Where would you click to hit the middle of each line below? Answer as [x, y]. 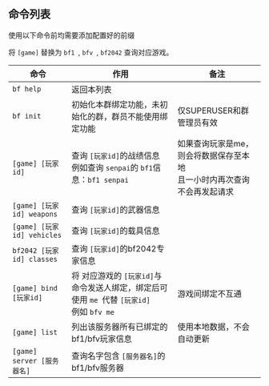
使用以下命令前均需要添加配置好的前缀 [71, 35]
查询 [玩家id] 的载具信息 [116, 231]
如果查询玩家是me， [215, 143]
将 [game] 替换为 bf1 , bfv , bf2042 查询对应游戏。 [91, 52]
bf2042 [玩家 [36, 250]
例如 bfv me [93, 312]
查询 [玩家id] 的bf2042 [114, 248]
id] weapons [35, 214]
